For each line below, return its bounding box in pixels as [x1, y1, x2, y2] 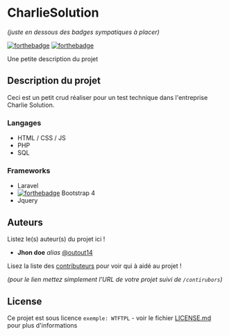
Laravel [17, 182, 39, 190]
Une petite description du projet [7, 54, 99, 63]
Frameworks [7, 165, 51, 175]
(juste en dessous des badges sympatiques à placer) [7, 28, 160, 36]
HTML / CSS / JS [17, 134, 66, 142]
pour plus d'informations [7, 321, 78, 329]
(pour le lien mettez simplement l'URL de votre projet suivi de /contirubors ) [7, 276, 223, 284]
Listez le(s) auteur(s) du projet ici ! [7, 235, 105, 244]
